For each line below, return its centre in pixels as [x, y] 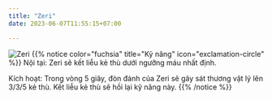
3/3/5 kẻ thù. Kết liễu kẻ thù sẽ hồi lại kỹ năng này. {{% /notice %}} [121, 87]
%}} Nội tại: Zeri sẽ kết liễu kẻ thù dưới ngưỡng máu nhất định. [112, 63]
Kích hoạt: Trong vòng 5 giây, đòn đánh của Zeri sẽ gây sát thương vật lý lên [136, 78]
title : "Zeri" [32, 16]
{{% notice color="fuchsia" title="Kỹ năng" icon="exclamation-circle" [148, 54]
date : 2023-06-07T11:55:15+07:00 [65, 24]
